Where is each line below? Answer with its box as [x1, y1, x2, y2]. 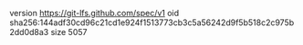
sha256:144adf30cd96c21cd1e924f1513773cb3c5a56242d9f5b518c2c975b [9, 17, 295, 28]
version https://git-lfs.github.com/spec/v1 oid [9, 8, 180, 18]
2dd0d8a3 [9, 27, 49, 37]
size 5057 [50, 27, 88, 37]
